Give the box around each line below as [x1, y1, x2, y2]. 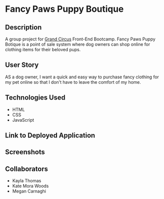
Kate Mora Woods [12, 183, 49, 189]
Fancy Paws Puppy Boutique [5, 3, 124, 15]
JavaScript [12, 117, 34, 123]
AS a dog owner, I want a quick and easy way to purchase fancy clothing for [5, 74, 159, 80]
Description [5, 23, 42, 32]
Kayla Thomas [12, 178, 42, 184]
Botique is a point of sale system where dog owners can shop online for [5, 41, 151, 47]
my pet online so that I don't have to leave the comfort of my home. [5, 79, 141, 85]
